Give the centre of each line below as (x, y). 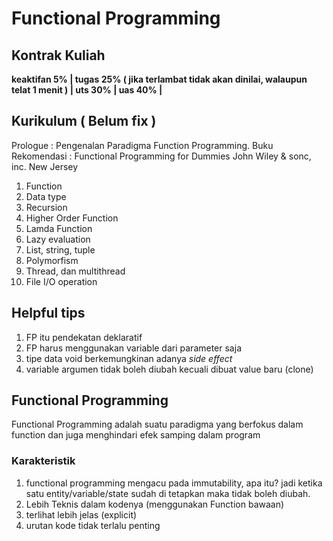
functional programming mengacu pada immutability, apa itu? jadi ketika (174, 483)
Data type (46, 196)
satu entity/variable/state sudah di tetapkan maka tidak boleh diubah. (168, 493)
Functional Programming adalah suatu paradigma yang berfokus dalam (157, 424)
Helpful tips (48, 313)
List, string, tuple (60, 249)
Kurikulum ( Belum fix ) (84, 121)
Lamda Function (59, 228)
